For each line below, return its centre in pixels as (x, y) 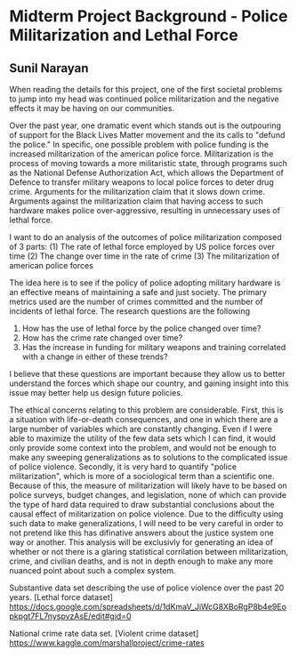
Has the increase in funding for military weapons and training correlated (154, 347)
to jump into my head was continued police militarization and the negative (144, 99)
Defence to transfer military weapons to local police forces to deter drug (141, 182)
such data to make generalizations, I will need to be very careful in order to (146, 523)
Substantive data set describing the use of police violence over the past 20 (147, 588)
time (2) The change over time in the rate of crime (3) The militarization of (145, 256)
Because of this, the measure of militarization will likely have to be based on (148, 485)
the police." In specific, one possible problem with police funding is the (139, 144)
